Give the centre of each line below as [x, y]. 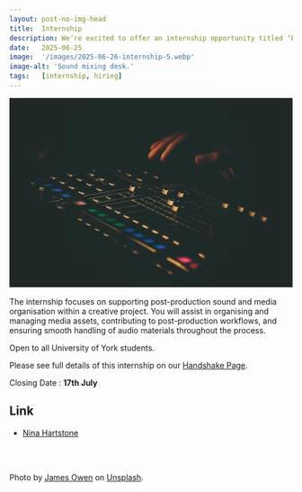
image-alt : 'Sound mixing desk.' [72, 67]
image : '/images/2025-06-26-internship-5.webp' [102, 57]
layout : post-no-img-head [58, 19]
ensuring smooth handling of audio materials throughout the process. [138, 331]
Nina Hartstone [50, 433]
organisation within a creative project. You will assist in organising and [139, 312]
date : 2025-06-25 [46, 48]
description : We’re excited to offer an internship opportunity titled [146, 38]
